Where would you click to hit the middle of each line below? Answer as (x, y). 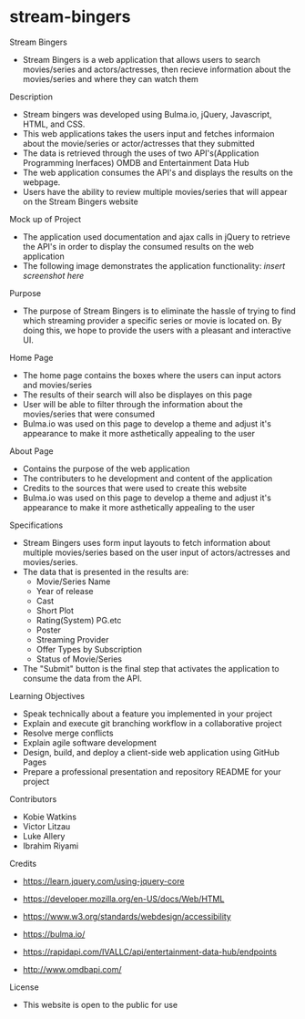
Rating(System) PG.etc (79, 620)
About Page (31, 451)
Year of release (65, 591)
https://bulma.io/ (54, 934)
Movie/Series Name (73, 582)
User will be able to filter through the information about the (132, 404)
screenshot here (53, 275)
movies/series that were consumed (88, 414)
